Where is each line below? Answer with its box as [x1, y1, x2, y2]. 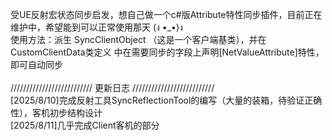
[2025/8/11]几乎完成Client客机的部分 [10, 119, 160, 131]
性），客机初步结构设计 [10, 107, 103, 118]
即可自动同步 [10, 59, 63, 70]
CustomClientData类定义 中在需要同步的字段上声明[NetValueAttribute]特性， [10, 46, 325, 58]
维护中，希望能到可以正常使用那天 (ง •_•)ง [10, 21, 183, 33]
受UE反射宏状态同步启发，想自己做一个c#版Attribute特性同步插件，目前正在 [10, 9, 323, 20]
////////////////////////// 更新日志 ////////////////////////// [10, 82, 215, 93]
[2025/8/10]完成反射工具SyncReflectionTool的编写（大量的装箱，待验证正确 [10, 94, 323, 106]
